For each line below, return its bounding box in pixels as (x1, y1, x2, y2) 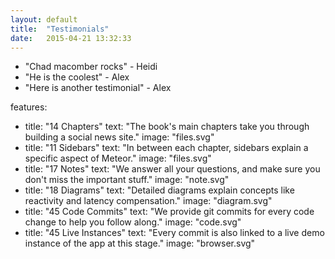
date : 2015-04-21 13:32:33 (10, 33, 132, 43)
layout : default (10, 14, 78, 25)
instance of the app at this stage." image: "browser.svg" (24, 237, 256, 250)
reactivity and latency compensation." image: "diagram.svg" (24, 195, 273, 207)
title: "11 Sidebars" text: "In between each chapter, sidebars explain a (24, 142, 309, 154)
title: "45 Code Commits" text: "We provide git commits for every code (24, 206, 315, 218)
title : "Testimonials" (10, 24, 110, 34)
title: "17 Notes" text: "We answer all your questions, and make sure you (24, 163, 321, 175)
